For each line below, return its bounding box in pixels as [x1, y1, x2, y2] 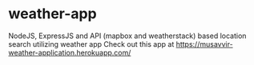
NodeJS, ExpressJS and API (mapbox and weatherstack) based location [8, 31, 247, 40]
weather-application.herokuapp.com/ [8, 48, 131, 57]
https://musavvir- [175, 39, 234, 48]
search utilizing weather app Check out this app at [8, 39, 175, 48]
